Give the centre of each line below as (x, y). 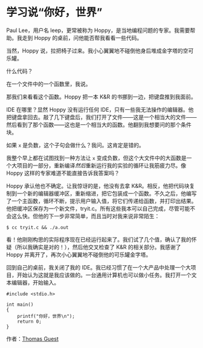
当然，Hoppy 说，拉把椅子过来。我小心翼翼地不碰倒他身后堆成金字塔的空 (97, 50)
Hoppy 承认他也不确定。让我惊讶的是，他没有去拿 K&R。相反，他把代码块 (98, 185)
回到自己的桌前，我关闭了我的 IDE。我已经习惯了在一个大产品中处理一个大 (99, 267)
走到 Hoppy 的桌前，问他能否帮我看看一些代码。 (82, 37)
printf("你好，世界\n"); (46, 316)
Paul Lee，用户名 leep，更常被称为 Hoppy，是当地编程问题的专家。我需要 (98, 30)
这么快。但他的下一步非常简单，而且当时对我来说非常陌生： (85, 216)
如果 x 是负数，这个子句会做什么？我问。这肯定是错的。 (76, 145)
